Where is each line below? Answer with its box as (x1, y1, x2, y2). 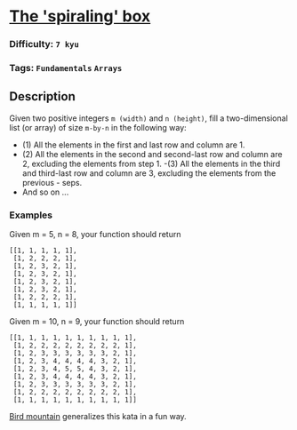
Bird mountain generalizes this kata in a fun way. (9, 411, 187, 422)
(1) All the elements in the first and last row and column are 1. (21, 139, 245, 150)
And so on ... (21, 187, 69, 197)
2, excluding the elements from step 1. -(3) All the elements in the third (21, 158, 281, 169)
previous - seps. (21, 177, 83, 187)
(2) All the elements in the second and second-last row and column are (21, 148, 283, 159)
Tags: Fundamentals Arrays (9, 62, 123, 75)
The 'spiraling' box (9, 6, 151, 27)
